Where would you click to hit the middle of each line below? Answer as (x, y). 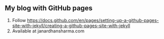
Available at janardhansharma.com (48, 31)
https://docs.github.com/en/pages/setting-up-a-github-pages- (93, 20)
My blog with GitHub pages (49, 8)
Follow (19, 20)
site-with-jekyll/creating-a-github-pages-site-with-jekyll (71, 25)
